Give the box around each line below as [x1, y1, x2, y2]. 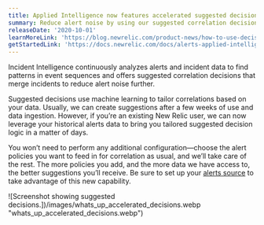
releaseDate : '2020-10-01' [8, 26, 97, 34]
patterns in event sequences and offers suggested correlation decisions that [8, 71, 256, 80]
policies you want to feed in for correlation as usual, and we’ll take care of [8, 151, 247, 161]
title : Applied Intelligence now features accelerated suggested [8, 11, 226, 20]
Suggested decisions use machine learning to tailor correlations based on [8, 94, 247, 104]
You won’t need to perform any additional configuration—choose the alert [8, 143, 247, 153]
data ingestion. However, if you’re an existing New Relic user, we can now [8, 111, 247, 120]
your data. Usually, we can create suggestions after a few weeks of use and [8, 103, 254, 112]
